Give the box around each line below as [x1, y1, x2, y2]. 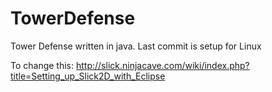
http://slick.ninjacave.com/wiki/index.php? [75, 59, 250, 71]
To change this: [10, 59, 75, 71]
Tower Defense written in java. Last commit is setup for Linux [10, 40, 262, 52]
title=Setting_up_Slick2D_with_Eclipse [10, 70, 166, 82]
